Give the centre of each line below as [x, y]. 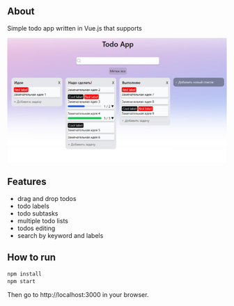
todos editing [36, 228]
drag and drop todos [47, 198]
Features [27, 182]
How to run [32, 257]
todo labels [33, 206]
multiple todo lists [42, 220]
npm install [24, 274]
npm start [22, 282]
